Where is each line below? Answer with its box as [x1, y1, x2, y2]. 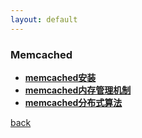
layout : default [10, 14, 78, 25]
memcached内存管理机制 [24, 84, 132, 96]
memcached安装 [24, 71, 97, 83]
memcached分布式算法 [24, 96, 123, 108]
